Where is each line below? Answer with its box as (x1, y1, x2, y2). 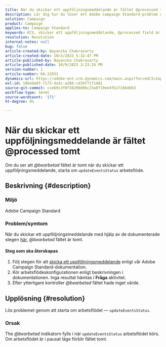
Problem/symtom (5, 220, 48, 227)
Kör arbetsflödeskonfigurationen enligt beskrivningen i (12, 269, 124, 275)
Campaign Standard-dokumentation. (12, 264, 87, 270)
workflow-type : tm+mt (5, 90, 50, 95)
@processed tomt (5, 146, 81, 157)
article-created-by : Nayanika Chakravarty (5, 48, 94, 53)
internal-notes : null (5, 40, 50, 44)
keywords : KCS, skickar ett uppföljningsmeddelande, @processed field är (5, 30, 161, 35)
